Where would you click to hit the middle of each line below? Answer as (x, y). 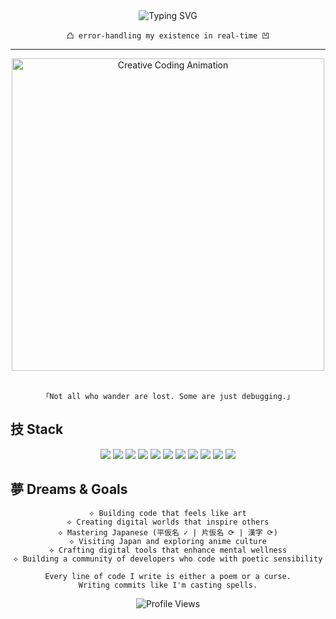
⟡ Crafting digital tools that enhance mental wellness (168, 550)
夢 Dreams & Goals (69, 489)
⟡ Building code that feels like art (168, 513)
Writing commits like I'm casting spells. (168, 585)
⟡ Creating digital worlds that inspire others (168, 522)
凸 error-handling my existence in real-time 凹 (168, 36)
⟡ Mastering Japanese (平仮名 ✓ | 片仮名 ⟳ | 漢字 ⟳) (168, 532)
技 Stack (37, 429)
